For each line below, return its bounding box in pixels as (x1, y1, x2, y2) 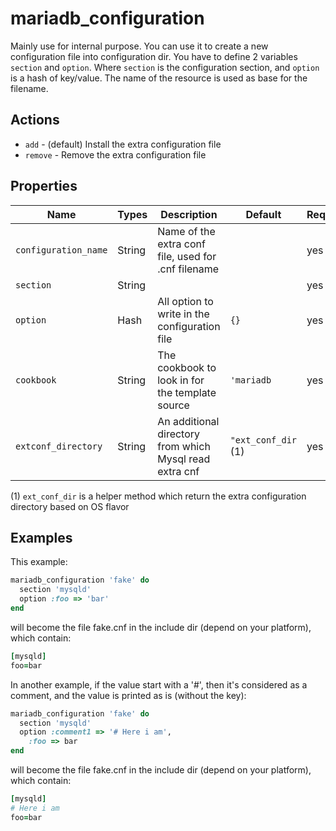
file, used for (157, 249, 217, 263)
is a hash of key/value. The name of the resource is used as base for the (10, 72, 308, 84)
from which (157, 439, 211, 453)
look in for (157, 373, 205, 387)
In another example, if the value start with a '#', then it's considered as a (10, 678, 308, 691)
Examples (10, 529, 73, 546)
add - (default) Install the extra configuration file (24, 138, 222, 150)
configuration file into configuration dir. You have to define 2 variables (10, 50, 298, 62)
